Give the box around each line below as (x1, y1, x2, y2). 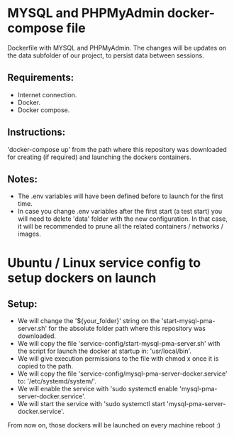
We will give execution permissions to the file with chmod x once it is (17, 354, 219, 363)
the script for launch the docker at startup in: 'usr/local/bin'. (17, 347, 192, 356)
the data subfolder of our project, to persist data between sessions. (7, 51, 204, 60)
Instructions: (7, 126, 66, 138)
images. (17, 229, 41, 239)
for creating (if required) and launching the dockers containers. (7, 153, 191, 161)
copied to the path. (17, 362, 74, 371)
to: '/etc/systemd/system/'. (17, 377, 97, 386)
